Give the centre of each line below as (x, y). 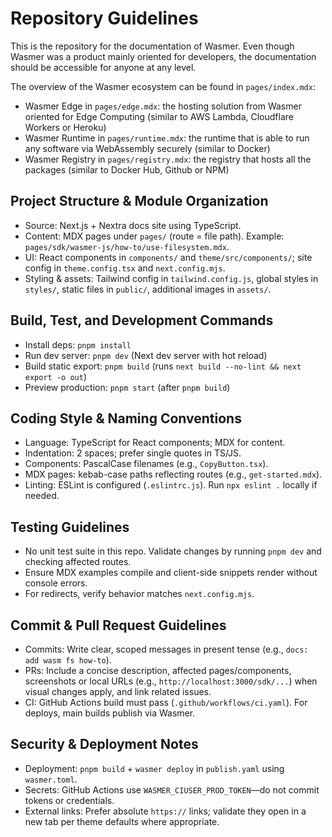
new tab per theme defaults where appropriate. (122, 821)
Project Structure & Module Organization (139, 201)
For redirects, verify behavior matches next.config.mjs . (139, 594)
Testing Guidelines (70, 527)
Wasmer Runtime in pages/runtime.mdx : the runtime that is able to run (167, 138)
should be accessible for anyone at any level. (103, 67)
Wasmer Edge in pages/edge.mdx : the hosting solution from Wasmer (163, 106)
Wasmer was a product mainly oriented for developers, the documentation (163, 56)
